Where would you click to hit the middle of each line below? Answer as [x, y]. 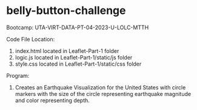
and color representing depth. [52, 100]
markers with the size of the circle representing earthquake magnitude [103, 94]
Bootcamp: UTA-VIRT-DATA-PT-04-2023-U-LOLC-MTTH [78, 27]
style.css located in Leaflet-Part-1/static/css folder [78, 64]
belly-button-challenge [66, 11]
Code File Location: [31, 39]
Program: [18, 75]
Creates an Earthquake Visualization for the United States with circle [100, 87]
